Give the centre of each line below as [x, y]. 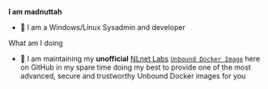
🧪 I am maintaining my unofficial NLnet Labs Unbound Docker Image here [140, 59]
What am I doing [36, 43]
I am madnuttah [35, 12]
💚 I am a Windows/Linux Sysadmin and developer [103, 27]
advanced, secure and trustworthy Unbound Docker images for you [133, 76]
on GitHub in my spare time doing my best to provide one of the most [135, 67]
